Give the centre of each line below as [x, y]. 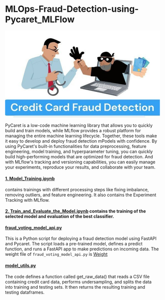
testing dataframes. [25, 292]
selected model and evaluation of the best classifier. [60, 216]
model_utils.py [21, 265]
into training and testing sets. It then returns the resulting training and [75, 287]
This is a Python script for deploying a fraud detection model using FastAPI [81, 239]
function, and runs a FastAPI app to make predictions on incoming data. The [82, 249]
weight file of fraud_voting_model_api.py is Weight [56, 254]
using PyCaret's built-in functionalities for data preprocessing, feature [76, 147]
